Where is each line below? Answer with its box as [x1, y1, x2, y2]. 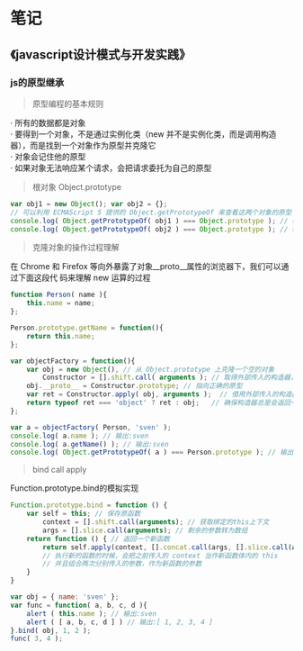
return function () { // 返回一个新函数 [26, 534, 170, 543]
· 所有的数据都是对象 [10, 117, 86, 128]
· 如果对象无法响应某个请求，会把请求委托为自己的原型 [10, 162, 212, 173]
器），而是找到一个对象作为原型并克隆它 [10, 140, 156, 150]
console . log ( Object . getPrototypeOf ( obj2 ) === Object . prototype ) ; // [10, 224, 289, 234]
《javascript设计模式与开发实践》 [10, 47, 192, 62]
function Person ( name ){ [10, 290, 107, 300]
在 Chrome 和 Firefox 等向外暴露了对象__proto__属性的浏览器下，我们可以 [10, 261, 281, 272]
